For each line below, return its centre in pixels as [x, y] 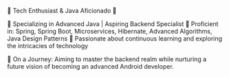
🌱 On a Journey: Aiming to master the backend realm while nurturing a [107, 59]
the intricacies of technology [48, 46]
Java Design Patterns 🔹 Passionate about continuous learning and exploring [115, 38]
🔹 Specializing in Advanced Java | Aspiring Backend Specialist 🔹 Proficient [113, 24]
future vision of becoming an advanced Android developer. [90, 66]
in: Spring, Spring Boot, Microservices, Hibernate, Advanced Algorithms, [110, 31]
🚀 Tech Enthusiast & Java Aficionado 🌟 [62, 11]
